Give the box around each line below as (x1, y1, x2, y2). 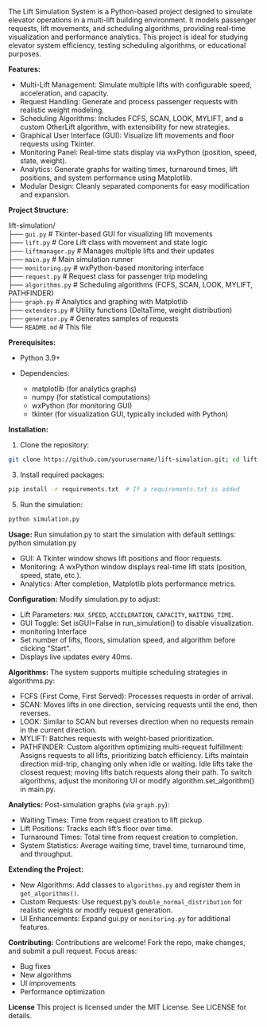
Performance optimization (19, 986, 106, 996)
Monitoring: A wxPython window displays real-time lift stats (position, (19, 561, 248, 572)
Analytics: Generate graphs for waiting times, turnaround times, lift (19, 165, 238, 174)
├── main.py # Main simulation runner (8, 255, 133, 264)
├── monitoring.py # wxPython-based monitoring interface (8, 263, 204, 272)
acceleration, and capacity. (19, 88, 109, 98)
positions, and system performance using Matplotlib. (19, 173, 193, 182)
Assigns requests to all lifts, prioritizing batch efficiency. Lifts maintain (19, 750, 249, 760)
